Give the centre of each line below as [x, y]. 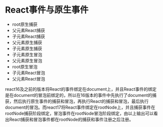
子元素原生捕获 [27, 48]
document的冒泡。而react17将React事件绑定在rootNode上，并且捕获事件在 [80, 107]
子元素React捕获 [28, 36]
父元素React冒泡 [28, 79]
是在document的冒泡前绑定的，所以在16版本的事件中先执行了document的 [79, 95]
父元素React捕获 [28, 30]
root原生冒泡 [25, 66]
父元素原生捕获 [27, 42]
